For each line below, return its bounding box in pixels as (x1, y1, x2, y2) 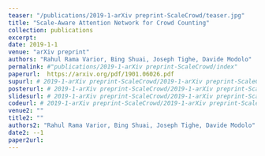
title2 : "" (8, 114, 44, 122)
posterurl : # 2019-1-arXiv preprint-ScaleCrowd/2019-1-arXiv (8, 84, 214, 93)
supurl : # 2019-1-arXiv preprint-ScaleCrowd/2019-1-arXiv (8, 77, 203, 85)
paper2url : (8, 136, 44, 144)
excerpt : (8, 33, 37, 42)
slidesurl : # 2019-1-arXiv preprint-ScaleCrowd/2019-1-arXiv (8, 92, 214, 100)
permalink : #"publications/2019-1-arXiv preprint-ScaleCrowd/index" (8, 63, 238, 71)
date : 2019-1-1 (8, 41, 58, 49)
